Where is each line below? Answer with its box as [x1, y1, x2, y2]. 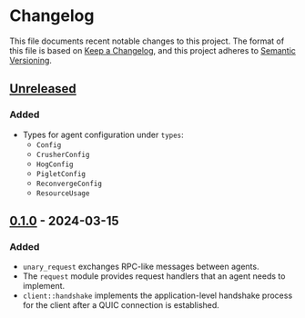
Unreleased [9, 81, 77, 96]
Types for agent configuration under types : [22, 129, 184, 140]
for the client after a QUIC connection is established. [22, 300, 220, 311]
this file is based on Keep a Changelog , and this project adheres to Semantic [9, 45, 296, 55]
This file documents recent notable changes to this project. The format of [9, 35, 285, 46]
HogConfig [36, 160, 75, 169]
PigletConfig [36, 169, 86, 178]
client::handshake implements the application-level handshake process [22, 290, 293, 301]
